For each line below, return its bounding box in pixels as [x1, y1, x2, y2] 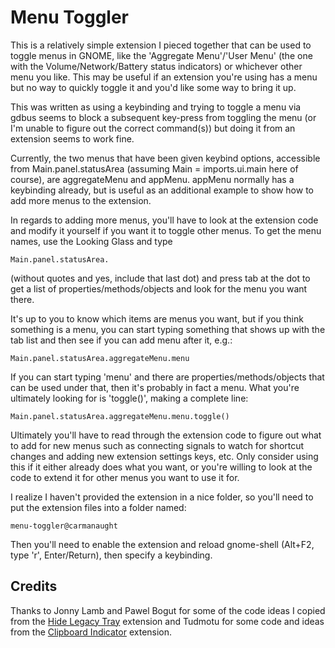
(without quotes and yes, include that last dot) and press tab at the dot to [10, 272, 311, 284]
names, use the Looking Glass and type [10, 235, 173, 247]
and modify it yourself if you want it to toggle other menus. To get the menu [10, 224, 322, 236]
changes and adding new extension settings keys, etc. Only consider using [10, 450, 319, 462]
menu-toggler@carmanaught [10, 521, 118, 531]
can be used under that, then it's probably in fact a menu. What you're [10, 381, 300, 393]
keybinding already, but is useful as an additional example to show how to [10, 184, 314, 196]
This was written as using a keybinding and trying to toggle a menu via [10, 101, 302, 113]
